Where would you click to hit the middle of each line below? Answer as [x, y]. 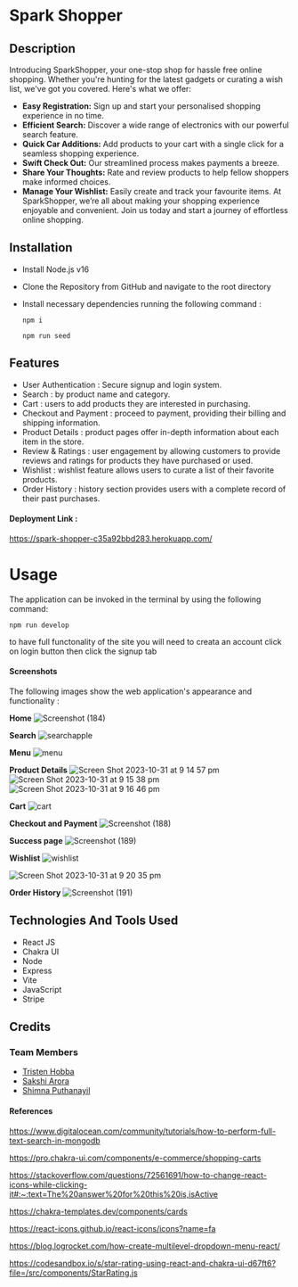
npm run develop [39, 625]
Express [37, 970]
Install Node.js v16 [56, 269]
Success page [36, 840]
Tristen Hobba [48, 1072]
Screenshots [33, 672]
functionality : [34, 700]
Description [42, 49]
